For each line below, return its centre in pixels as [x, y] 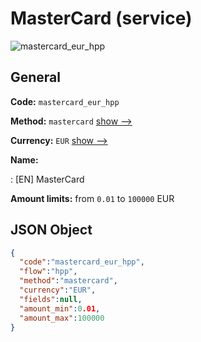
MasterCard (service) [101, 18]
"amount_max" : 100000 [62, 318]
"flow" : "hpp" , [48, 272]
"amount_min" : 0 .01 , [60, 308]
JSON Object [51, 230]
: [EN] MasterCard [47, 179]
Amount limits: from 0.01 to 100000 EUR [92, 198]
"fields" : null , [51, 299]
